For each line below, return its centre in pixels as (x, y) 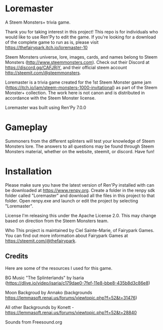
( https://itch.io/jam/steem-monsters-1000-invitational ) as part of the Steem (81, 87)
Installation (29, 172)
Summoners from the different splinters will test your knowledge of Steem (80, 141)
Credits (17, 256)
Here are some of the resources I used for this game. (59, 268)
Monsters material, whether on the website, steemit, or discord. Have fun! (80, 151)
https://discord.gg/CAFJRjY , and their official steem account (66, 67)
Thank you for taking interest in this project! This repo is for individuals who (82, 32)
